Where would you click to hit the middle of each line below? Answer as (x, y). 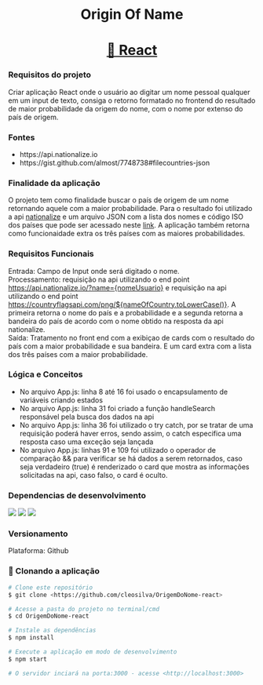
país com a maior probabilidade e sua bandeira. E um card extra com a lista (130, 346)
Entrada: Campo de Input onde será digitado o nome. (94, 271)
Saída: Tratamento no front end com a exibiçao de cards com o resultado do (131, 337)
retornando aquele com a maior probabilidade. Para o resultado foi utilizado (130, 209)
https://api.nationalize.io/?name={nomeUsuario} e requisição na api (117, 287)
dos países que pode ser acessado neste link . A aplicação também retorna (129, 225)
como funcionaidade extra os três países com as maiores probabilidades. (127, 234)
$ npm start (27, 659)
